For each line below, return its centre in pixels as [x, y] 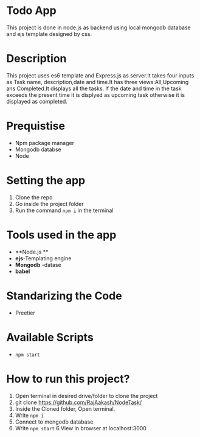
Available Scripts [50, 337]
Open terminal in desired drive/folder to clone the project [86, 396]
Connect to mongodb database [54, 422]
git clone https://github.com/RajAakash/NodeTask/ [78, 402]
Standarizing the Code [64, 296]
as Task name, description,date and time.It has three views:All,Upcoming [98, 82]
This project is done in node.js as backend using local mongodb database [99, 27]
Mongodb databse [38, 149]
